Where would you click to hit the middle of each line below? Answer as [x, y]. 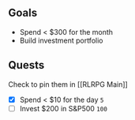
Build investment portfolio [61, 40]
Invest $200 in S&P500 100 [64, 108]
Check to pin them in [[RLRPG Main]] [68, 84]
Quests [26, 65]
